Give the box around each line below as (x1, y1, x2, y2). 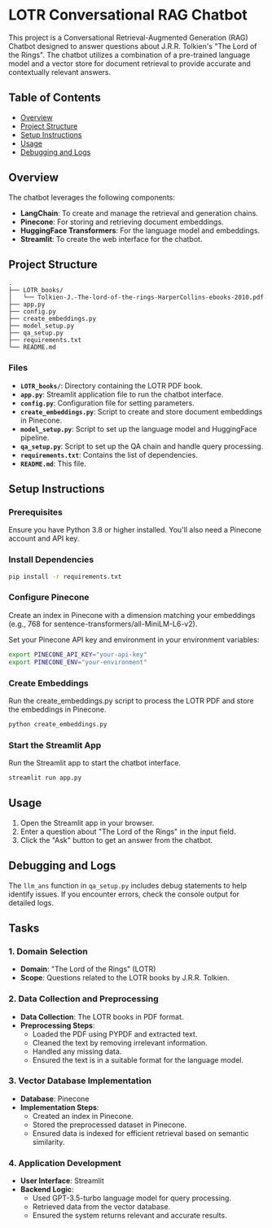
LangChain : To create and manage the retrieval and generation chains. (20, 208, 258, 217)
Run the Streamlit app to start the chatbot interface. (8, 758, 182, 768)
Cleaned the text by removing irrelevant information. (32, 1037, 208, 1047)
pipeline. (20, 432, 50, 442)
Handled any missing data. (32, 1046, 122, 1056)
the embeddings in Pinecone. (8, 704, 107, 714)
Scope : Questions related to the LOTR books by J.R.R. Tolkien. (20, 973, 230, 983)
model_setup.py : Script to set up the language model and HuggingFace (20, 423, 257, 433)
